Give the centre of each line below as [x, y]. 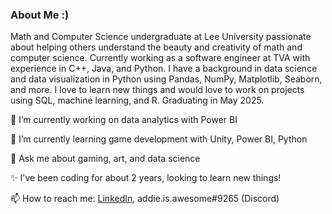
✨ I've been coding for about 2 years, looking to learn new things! [146, 178]
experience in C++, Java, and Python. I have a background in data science [164, 69]
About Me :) [40, 15]
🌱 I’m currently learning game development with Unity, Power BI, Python [159, 139]
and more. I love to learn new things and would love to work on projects [157, 90]
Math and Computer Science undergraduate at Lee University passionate [161, 37]
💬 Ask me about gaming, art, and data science [105, 159]
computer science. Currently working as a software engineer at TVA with [160, 58]
